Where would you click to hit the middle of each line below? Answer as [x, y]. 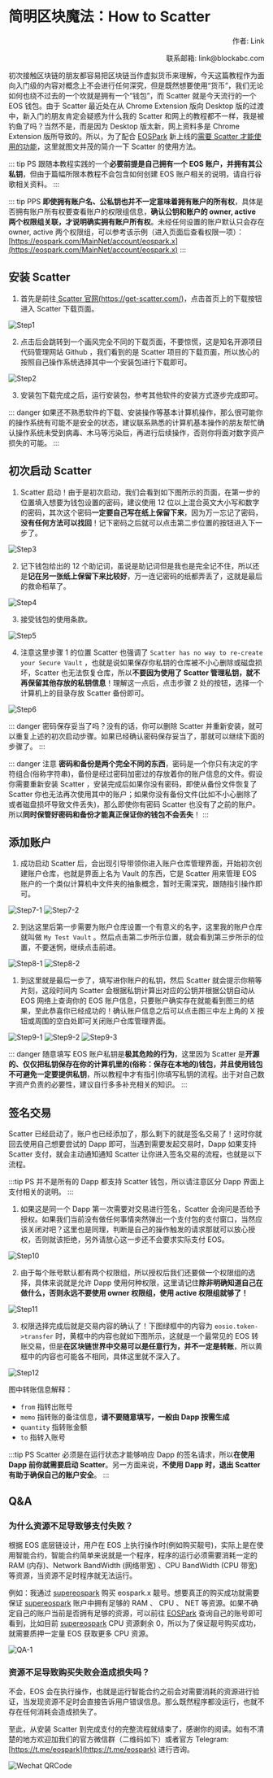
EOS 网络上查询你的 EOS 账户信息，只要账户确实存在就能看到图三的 [134, 1000]
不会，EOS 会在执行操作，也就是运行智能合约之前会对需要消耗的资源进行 [131, 1692]
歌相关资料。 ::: [34, 184]
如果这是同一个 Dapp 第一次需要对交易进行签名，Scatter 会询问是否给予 [141, 1209]
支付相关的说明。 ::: [41, 1192]
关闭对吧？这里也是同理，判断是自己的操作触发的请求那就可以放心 [138, 1230]
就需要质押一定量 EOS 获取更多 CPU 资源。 [80, 1633]
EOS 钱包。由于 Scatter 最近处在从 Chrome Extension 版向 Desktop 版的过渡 [136, 106]
